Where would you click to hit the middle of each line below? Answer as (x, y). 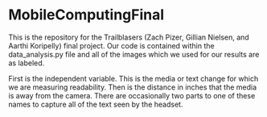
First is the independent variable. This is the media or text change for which (133, 78)
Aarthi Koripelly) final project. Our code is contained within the (111, 45)
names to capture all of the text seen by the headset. (96, 104)
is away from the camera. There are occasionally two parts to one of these (132, 95)
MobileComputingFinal (86, 15)
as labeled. (27, 63)
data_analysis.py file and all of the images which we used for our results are (134, 54)
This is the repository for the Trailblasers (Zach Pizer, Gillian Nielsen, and (129, 37)
